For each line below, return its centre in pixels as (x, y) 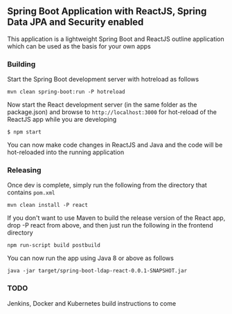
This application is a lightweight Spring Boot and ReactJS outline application (116, 39)
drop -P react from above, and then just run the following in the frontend (110, 225)
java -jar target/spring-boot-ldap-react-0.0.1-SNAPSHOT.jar (97, 271)
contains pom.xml (31, 192)
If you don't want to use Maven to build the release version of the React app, (116, 218)
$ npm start (24, 132)
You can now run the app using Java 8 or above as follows (91, 258)
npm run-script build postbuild (54, 246)
